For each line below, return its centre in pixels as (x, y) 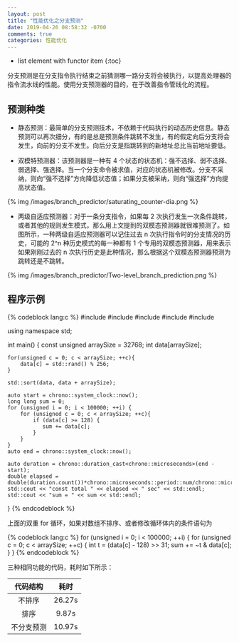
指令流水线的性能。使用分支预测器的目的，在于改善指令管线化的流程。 (110, 85)
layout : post (27, 14)
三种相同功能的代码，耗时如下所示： (60, 567)
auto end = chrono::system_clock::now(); (70, 451)
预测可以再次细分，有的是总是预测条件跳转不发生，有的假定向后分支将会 (123, 136)
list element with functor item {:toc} (69, 61)
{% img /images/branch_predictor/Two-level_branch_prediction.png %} (112, 275)
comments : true (30, 34)
